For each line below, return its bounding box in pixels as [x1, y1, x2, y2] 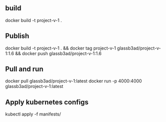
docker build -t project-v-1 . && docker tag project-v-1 [5, 45, 116, 51]
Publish [5, 32, 30, 40]
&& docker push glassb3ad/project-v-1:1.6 [15, 50, 102, 56]
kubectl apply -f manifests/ [5, 111, 61, 117]
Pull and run [5, 65, 44, 73]
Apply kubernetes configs [5, 97, 89, 106]
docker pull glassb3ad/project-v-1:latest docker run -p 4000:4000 [5, 78, 142, 84]
